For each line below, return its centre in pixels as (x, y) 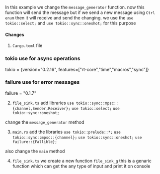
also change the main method (35, 151)
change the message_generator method (45, 122)
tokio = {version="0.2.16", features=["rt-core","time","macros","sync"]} (77, 69)
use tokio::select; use (96, 108)
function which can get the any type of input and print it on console (81, 166)
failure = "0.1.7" (21, 93)
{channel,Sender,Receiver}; (41, 108)
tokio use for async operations (43, 58)
